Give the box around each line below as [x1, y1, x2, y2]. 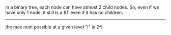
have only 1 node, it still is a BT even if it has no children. [5, 9, 123, 15]
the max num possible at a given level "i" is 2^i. [5, 24, 104, 29]
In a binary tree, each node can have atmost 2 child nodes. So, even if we [5, 4, 159, 10]
